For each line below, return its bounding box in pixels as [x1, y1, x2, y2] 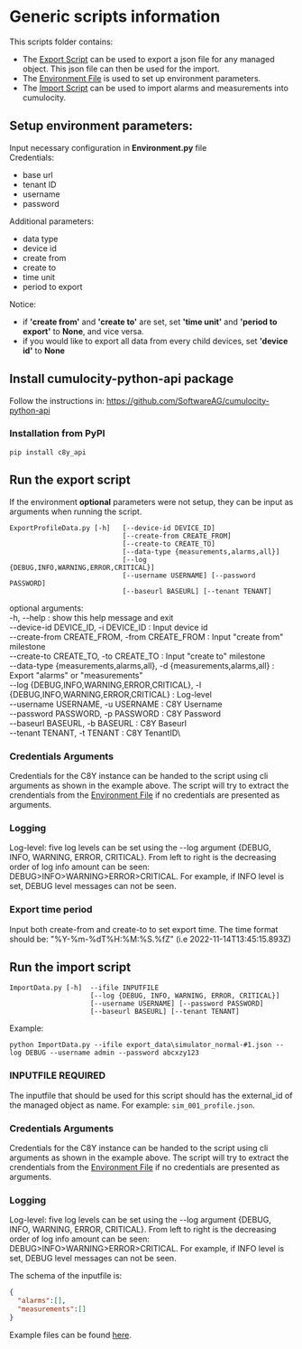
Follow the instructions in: [9, 395, 105, 406]
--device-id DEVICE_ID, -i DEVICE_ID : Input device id [9, 622, 208, 632]
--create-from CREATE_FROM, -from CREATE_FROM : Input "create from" [9, 631, 284, 642]
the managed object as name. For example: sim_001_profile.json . [9, 1100, 255, 1110]
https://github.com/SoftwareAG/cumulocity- [106, 395, 270, 406]
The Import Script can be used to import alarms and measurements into [22, 82, 288, 93]
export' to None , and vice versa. [22, 325, 144, 336]
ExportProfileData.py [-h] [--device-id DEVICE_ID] [9, 523, 216, 532]
